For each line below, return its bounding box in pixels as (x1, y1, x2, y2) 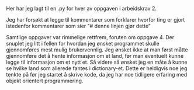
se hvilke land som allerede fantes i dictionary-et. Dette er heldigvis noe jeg (6, 65, 188, 72)
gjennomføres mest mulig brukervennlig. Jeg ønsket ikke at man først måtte (6, 46, 188, 53)
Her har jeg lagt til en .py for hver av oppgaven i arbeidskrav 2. (6, 5, 157, 12)
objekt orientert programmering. (6, 77, 84, 84)
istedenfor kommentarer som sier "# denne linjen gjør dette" (6, 23, 151, 29)
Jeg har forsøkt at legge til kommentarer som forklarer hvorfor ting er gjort (6, 16, 185, 23)
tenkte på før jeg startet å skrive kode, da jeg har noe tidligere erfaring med (6, 71, 188, 78)
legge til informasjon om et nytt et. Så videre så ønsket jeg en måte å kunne (6, 58, 188, 65)
